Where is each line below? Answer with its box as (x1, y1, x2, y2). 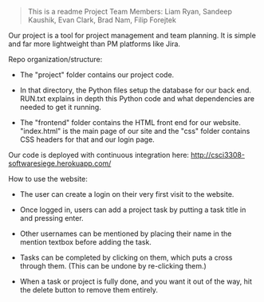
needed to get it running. (19, 103, 101, 112)
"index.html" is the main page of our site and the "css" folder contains (19, 127, 250, 135)
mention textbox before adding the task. (19, 237, 152, 246)
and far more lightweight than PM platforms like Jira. (8, 39, 181, 49)
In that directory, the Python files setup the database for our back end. (19, 85, 251, 95)
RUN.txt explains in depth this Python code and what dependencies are (19, 94, 255, 103)
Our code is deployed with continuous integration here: (8, 151, 190, 159)
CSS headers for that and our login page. (19, 135, 156, 144)
